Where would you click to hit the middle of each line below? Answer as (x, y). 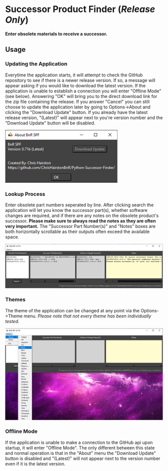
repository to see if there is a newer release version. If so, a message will (80, 80)
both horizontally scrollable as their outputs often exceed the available (77, 231)
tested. (12, 321)
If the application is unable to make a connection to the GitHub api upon (79, 442)
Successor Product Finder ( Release (80, 9)
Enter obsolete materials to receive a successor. (56, 34)
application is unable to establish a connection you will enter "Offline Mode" (83, 91)
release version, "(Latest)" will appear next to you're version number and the (84, 117)
